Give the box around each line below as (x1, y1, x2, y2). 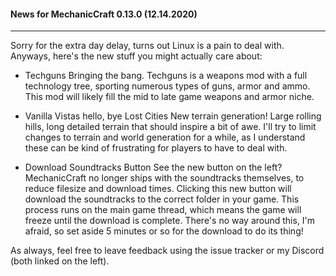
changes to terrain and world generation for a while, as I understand (24, 131, 306, 144)
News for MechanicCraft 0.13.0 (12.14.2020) (10, 8, 198, 20)
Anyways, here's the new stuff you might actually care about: (10, 50, 263, 62)
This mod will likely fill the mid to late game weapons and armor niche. (24, 91, 315, 103)
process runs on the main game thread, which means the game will (24, 204, 302, 216)
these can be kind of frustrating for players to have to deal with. (24, 142, 288, 154)
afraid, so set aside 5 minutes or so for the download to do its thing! (24, 225, 304, 237)
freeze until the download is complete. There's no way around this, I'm (24, 215, 316, 227)
